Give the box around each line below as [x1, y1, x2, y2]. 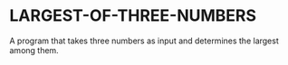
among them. [9, 44, 59, 55]
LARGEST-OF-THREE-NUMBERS [9, 5, 256, 26]
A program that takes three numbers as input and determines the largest [9, 35, 279, 46]
